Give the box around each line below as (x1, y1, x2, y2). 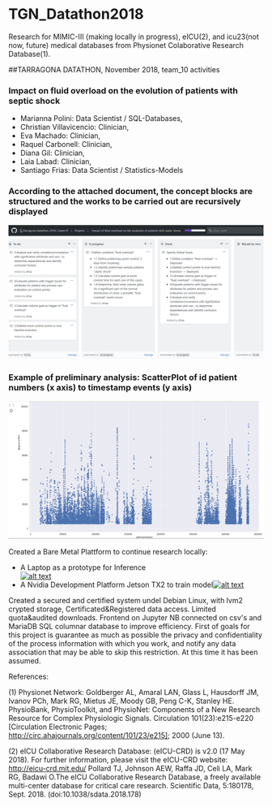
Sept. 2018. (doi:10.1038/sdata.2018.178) (8, 789, 142, 799)
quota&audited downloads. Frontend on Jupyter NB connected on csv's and (8, 612, 262, 622)
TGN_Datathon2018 (8, 5, 144, 24)
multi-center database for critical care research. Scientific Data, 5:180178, (8, 780, 254, 790)
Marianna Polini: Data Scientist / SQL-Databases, (19, 114, 183, 123)
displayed (8, 206, 49, 218)
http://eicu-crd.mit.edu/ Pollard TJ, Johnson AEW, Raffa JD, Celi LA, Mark (8, 763, 253, 773)
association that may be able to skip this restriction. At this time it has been (8, 647, 258, 657)
